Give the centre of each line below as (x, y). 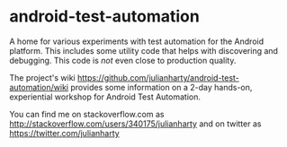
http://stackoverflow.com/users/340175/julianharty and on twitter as (135, 124)
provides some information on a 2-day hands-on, (161, 87)
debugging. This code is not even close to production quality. (123, 60)
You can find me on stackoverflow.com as (87, 114)
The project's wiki (42, 77)
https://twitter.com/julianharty (64, 133)
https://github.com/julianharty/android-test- (158, 77)
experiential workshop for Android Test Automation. (105, 97)
